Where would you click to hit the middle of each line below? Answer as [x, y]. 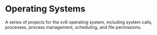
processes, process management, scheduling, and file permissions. [73, 27]
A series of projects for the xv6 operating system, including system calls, [79, 22]
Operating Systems [45, 9]
